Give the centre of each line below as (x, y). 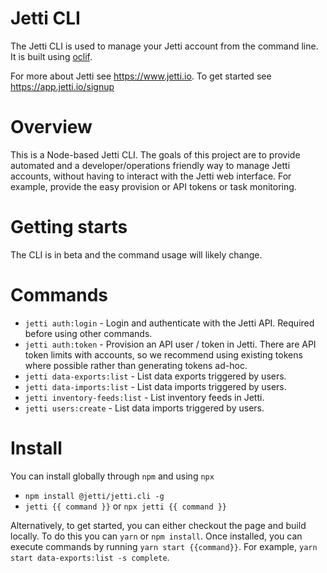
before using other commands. (88, 333)
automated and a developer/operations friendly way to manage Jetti (150, 165)
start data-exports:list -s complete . (90, 557)
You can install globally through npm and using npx (112, 476)
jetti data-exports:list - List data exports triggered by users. (155, 376)
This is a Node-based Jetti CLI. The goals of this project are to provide (155, 154)
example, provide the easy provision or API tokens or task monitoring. (153, 186)
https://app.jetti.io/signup (62, 86)
